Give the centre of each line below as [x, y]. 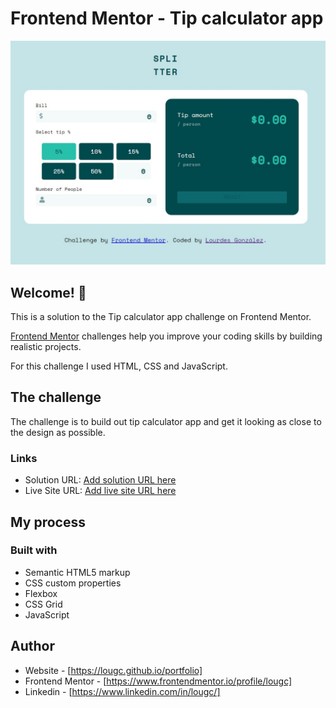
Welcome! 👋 [48, 292]
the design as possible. [58, 432]
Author [32, 646]
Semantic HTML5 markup [77, 572]
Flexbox [41, 593]
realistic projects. [46, 347]
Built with [34, 550]
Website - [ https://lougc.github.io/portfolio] [113, 670]
